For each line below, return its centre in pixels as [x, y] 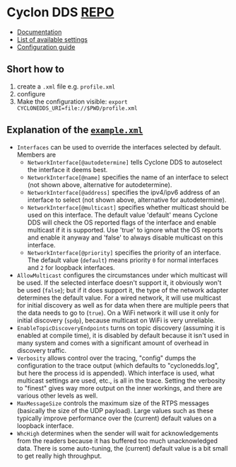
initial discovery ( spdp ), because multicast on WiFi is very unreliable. [116, 320]
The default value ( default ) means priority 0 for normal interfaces [123, 260]
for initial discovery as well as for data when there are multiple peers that [123, 305]
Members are [36, 154]
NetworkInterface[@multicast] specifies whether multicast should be [128, 207]
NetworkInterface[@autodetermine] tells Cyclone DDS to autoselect [125, 162]
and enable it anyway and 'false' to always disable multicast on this [125, 237]
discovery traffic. [42, 350]
